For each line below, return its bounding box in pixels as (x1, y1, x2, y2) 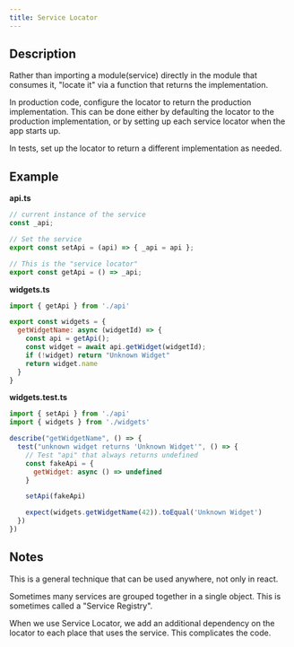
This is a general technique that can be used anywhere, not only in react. (9, 573, 279, 584)
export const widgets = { (9, 318, 106, 327)
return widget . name (25, 359, 99, 368)
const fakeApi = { (25, 459, 94, 468)
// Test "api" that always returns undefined (25, 450, 199, 459)
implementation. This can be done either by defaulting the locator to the (9, 107, 275, 118)
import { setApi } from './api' (9, 409, 130, 418)
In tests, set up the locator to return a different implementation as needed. (9, 143, 282, 153)
